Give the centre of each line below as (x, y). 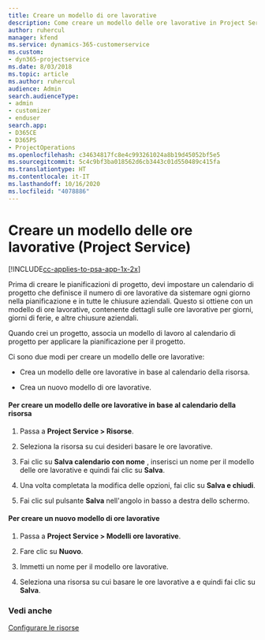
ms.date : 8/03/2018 (40, 67)
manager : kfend (33, 37)
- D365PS (22, 140)
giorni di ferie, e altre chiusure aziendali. (73, 318)
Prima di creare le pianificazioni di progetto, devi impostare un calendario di (131, 284)
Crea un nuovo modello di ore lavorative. (86, 387)
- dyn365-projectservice (49, 60)
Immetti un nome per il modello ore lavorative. (94, 566)
